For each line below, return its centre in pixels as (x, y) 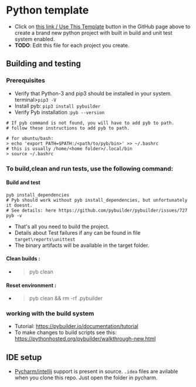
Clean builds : (23, 259)
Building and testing (43, 64)
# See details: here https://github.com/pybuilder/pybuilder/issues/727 (97, 210)
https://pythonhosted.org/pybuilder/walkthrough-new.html (85, 339)
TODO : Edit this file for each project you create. (72, 45)
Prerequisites (26, 81)
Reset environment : (31, 285)
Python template (48, 10)
